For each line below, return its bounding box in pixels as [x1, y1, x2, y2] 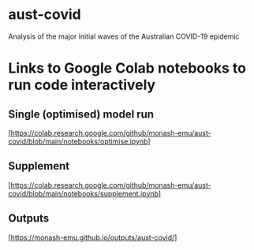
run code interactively [8, 76, 156, 94]
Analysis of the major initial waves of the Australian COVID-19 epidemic [8, 32, 240, 41]
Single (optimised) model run [8, 107, 155, 121]
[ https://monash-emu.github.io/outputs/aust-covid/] [8, 233, 177, 242]
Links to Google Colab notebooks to [8, 59, 247, 77]
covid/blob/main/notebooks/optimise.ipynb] [8, 136, 151, 146]
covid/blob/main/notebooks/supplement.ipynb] [8, 188, 162, 198]
